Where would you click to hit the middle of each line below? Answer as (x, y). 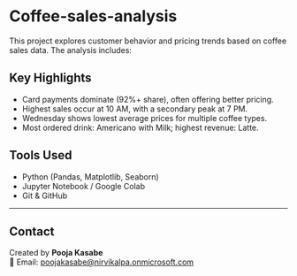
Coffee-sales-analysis (93, 16)
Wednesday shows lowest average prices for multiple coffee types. (145, 118)
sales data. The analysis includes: (71, 50)
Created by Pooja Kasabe (56, 253)
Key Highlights (50, 78)
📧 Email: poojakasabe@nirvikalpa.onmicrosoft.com (102, 262)
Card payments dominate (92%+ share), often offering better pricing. (148, 99)
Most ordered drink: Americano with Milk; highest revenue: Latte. (140, 127)
